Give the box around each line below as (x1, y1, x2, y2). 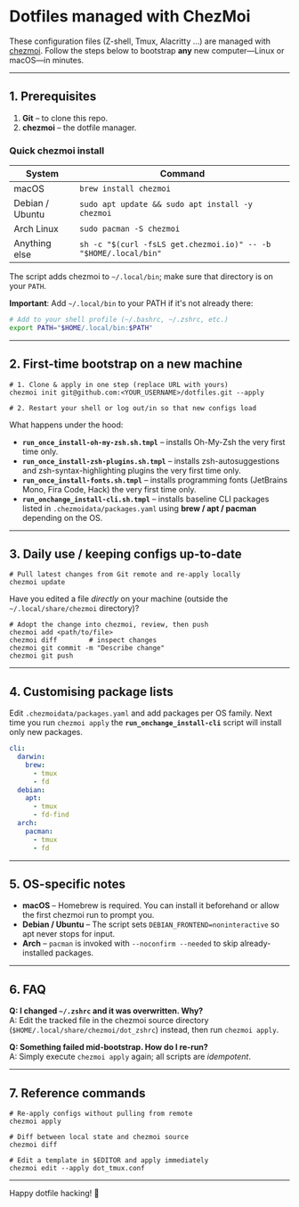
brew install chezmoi (79, 184, 171, 194)
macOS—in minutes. (9, 54, 85, 65)
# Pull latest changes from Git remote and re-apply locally (9, 570, 241, 579)
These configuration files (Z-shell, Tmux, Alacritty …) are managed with (9, 36, 271, 46)
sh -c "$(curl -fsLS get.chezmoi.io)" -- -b (79, 239, 271, 250)
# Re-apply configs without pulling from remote (9, 1109, 193, 1119)
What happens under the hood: (9, 419, 124, 430)
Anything (13, 237, 52, 250)
